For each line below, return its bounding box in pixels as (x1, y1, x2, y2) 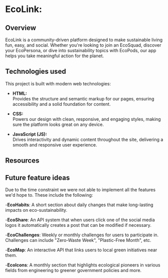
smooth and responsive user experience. (12, 142, 97, 148)
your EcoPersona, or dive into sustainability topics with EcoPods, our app (5, 48, 156, 53)
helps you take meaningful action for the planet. (5, 53, 104, 59)
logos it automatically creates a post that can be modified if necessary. (5, 222, 152, 228)
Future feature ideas (5, 173, 70, 182)
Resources (5, 157, 40, 165)
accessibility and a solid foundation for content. (12, 101, 111, 107)
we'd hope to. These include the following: (5, 192, 93, 198)
